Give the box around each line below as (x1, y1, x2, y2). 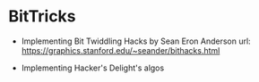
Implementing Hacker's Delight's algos (21, 62, 165, 73)
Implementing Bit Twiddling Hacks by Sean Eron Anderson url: (21, 36, 252, 46)
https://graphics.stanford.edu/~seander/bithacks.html (21, 45, 220, 55)
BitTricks (8, 6, 77, 27)
